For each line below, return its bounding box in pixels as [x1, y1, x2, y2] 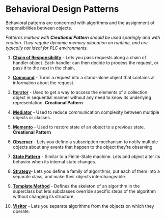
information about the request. [12, 80, 75, 86]
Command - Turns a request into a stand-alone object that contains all [12, 74, 156, 80]
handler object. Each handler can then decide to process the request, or [12, 60, 159, 65]
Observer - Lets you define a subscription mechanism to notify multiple [12, 139, 158, 145]
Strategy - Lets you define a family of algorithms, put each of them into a [12, 168, 160, 174]
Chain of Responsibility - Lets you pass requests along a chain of [12, 54, 146, 60]
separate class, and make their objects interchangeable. [12, 173, 127, 179]
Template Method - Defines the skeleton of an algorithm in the [12, 183, 140, 189]
